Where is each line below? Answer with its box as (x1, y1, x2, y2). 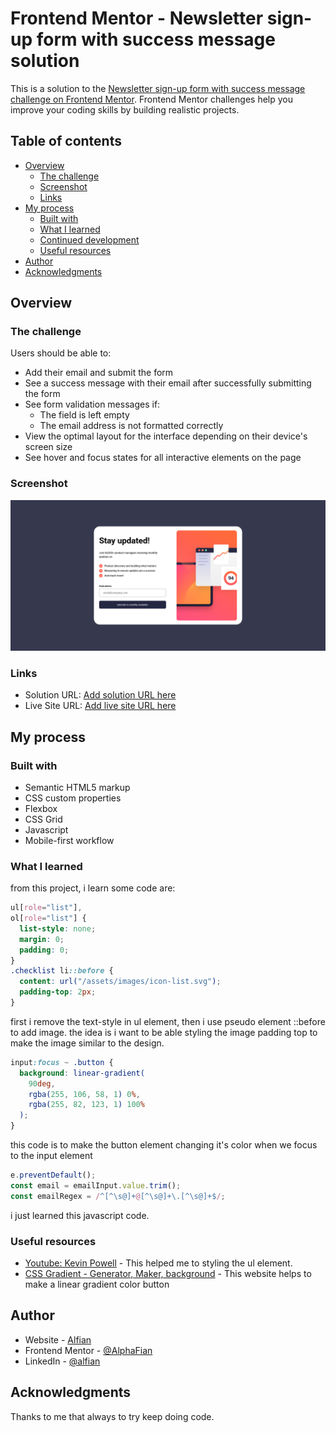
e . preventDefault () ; (10, 1170, 97, 1181)
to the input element (10, 1150, 93, 1162)
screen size (24, 441, 73, 453)
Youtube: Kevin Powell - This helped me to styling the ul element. (24, 1257, 293, 1269)
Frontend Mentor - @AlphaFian (24, 1344, 153, 1356)
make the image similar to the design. (10, 1037, 165, 1049)
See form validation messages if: (24, 398, 161, 411)
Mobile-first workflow (24, 834, 115, 846)
